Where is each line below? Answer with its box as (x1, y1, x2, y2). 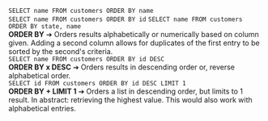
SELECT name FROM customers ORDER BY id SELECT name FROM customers (8, 15, 243, 23)
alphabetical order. (8, 71, 71, 80)
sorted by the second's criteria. (8, 47, 113, 56)
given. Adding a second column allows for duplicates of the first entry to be (8, 38, 261, 48)
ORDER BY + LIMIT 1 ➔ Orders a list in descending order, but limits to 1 (8, 86, 243, 96)
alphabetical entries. (8, 104, 77, 113)
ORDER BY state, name (8, 23, 82, 31)
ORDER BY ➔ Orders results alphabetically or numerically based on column (8, 30, 259, 39)
